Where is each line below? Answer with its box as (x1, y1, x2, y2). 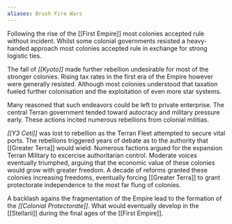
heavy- (187, 36, 208, 45)
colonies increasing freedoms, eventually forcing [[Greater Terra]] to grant (7, 173, 221, 182)
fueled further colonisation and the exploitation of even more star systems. (7, 87, 222, 95)
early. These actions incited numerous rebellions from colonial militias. (7, 115, 209, 124)
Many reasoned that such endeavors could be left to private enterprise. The (7, 100, 225, 109)
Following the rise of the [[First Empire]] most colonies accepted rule (7, 29, 204, 38)
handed (7, 44, 29, 52)
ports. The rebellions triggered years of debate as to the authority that (7, 136, 208, 145)
